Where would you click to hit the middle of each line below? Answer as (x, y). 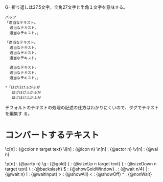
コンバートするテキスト (52, 135)
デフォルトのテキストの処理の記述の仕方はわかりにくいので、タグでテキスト (82, 107)
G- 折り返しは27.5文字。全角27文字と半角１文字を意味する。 (67, 7)
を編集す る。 (19, 114)
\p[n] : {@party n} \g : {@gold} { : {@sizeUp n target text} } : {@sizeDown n (81, 163)
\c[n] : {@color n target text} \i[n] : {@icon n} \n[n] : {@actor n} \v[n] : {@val (81, 149)
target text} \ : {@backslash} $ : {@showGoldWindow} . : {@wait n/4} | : (77, 169)
